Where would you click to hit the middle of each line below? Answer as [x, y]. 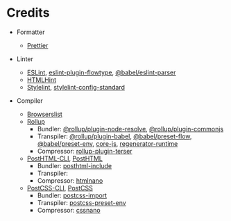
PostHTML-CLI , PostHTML [65, 158]
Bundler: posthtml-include [75, 165]
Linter [25, 59]
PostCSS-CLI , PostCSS [60, 188]
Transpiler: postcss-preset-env [82, 202]
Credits [28, 13]
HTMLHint [42, 80]
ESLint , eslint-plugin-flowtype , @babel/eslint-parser [101, 72]
